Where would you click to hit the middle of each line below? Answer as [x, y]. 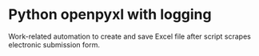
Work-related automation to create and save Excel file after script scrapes [130, 36]
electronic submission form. [54, 44]
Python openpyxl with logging [110, 15]
